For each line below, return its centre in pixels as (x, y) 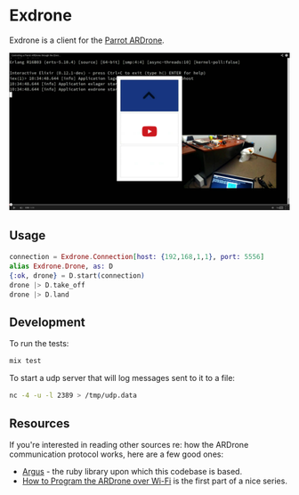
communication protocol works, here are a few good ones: (117, 454)
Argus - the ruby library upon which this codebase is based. (132, 471)
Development (48, 323)
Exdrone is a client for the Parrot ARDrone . (87, 40)
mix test (25, 361)
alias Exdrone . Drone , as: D (61, 267)
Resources (40, 423)
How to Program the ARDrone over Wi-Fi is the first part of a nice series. (154, 481)
